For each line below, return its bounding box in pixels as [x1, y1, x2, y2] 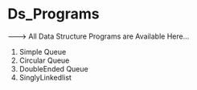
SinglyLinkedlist [18, 72, 72, 82]
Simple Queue [18, 47, 67, 56]
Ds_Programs [7, 5, 100, 23]
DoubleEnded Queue [18, 63, 89, 73]
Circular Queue [18, 55, 70, 65]
